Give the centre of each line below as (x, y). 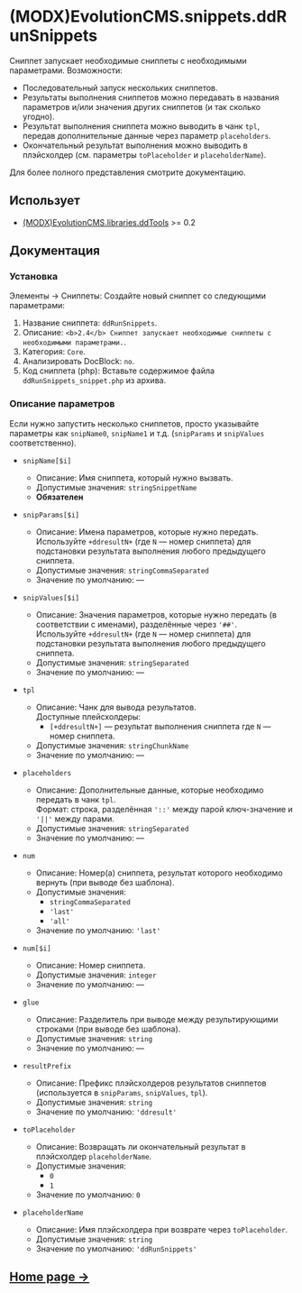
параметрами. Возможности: (66, 70)
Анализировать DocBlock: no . (78, 362)
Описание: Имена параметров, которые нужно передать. (147, 532)
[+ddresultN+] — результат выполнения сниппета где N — (160, 726)
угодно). (39, 116)
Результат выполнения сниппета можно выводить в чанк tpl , (141, 126)
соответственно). (43, 443)
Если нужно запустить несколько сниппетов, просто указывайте (134, 423)
